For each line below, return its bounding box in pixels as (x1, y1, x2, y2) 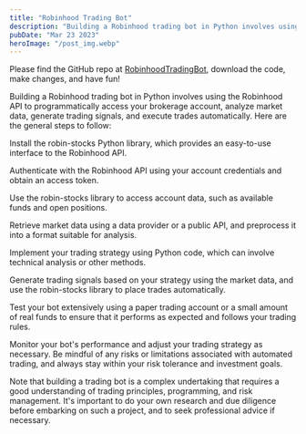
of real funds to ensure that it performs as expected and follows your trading (9, 312, 297, 323)
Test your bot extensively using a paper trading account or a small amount (9, 302, 289, 313)
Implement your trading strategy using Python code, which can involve (9, 247, 275, 258)
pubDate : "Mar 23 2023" (9, 30, 100, 39)
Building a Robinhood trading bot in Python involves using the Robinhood (9, 91, 283, 102)
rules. (9, 321, 31, 333)
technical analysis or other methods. (9, 257, 147, 268)
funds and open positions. (9, 202, 107, 213)
